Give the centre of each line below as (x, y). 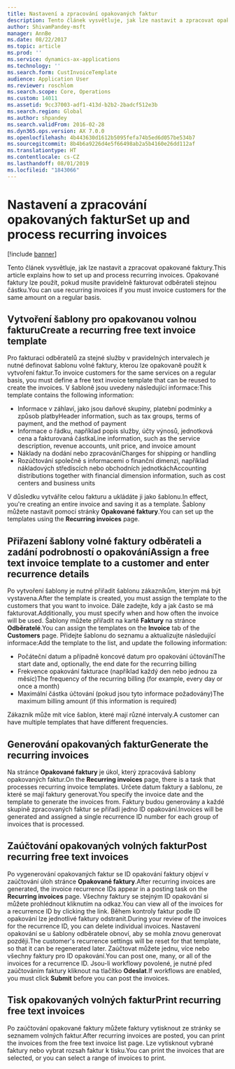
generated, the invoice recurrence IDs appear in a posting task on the (107, 889)
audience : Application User (48, 79)
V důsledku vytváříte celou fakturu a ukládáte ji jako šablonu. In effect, (108, 497)
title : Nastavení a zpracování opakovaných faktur (83, 14)
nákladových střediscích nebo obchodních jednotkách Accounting (112, 468)
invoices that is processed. (46, 824)
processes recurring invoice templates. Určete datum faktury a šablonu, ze (115, 787)
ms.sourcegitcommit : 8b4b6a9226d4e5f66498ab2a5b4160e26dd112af (101, 144)
